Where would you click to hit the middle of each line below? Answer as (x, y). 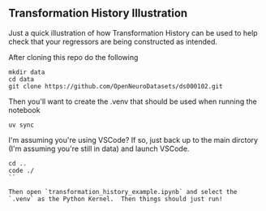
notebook (24, 110)
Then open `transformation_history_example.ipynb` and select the (123, 192)
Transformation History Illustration (98, 13)
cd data (21, 79)
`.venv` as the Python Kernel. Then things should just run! (116, 199)
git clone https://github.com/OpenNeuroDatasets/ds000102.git (116, 86)
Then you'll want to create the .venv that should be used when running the (133, 101)
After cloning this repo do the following (73, 57)
